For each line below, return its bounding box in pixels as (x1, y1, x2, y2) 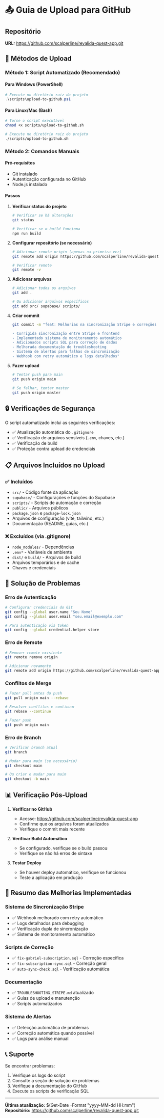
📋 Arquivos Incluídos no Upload (5, 461, 105, 469)
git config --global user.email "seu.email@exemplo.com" (5, 614, 123, 619)
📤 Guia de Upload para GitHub (5, 4, 131, 16)
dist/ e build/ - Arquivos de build (12, 555, 82, 560)
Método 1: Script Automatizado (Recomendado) (5, 69, 121, 76)
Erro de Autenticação (5, 594, 57, 601)
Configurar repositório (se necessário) (12, 240, 92, 246)
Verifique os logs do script (12, 1072, 65, 1078)
